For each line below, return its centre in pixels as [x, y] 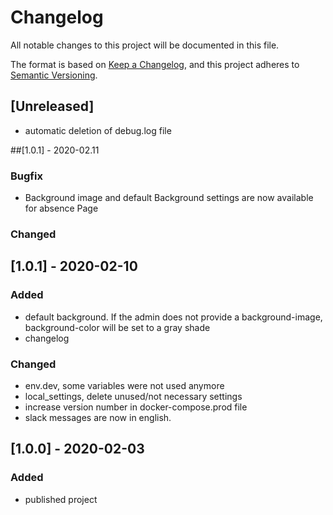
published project [61, 499]
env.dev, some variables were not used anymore [124, 385]
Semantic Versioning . [54, 75]
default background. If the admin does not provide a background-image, [173, 317]
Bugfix [26, 176]
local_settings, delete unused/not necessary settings [133, 396]
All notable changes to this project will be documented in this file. [145, 45]
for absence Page [61, 208]
